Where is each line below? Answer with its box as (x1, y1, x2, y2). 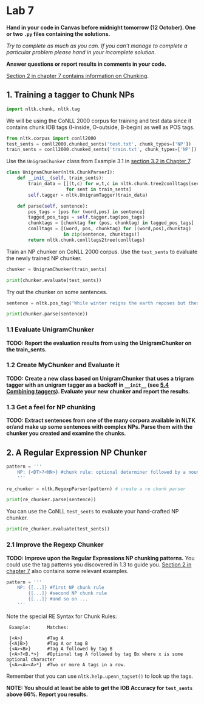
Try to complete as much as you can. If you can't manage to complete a (6, 42, 188, 49)
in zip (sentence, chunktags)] (63, 231, 140, 238)
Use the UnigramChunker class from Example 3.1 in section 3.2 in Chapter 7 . (6, 158, 192, 165)
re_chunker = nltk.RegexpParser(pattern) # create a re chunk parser (6, 485, 186, 492)
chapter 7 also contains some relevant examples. (6, 567, 129, 574)
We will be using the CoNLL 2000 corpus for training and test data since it (6, 117, 192, 124)
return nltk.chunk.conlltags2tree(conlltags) (28, 237, 146, 243)
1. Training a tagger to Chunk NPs (6, 90, 135, 100)
